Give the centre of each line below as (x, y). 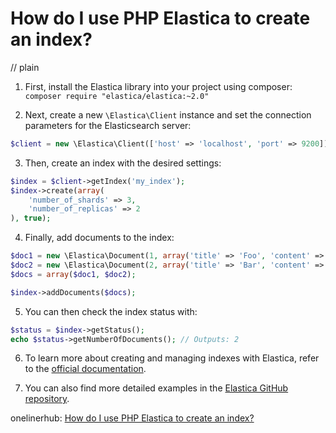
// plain (25, 67)
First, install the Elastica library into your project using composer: (158, 86)
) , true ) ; (31, 218)
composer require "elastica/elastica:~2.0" (117, 96)
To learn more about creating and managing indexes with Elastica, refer (172, 358)
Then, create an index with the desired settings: (123, 163)
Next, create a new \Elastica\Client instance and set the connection (168, 114)
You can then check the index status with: (111, 311)
